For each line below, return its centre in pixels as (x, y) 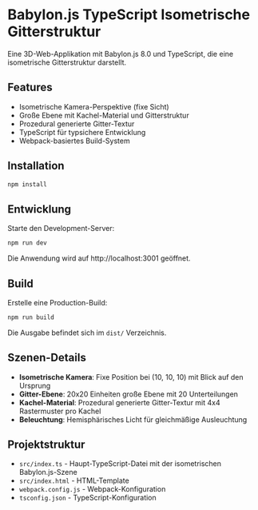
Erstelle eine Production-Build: (58, 302)
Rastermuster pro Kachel (60, 411)
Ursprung (35, 385)
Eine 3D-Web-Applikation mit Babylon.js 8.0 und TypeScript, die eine (120, 54)
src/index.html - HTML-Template (74, 480)
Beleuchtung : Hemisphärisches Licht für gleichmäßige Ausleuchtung (133, 419)
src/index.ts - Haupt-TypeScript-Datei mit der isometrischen (120, 464)
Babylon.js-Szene (48, 472)
